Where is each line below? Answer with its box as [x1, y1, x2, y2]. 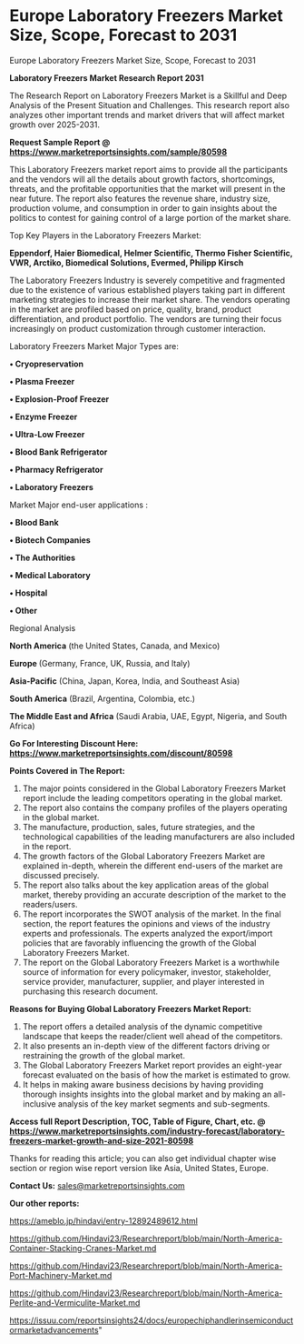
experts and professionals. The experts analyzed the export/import [22, 928, 273, 938]
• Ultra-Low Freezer [9, 428, 85, 439]
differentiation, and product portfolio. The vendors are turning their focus [9, 313, 282, 324]
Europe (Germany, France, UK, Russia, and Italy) [9, 657, 191, 668]
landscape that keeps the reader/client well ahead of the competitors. [22, 1030, 283, 1041]
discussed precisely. [22, 869, 100, 880]
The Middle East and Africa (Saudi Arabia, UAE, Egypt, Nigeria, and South [9, 710, 288, 721]
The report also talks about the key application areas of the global [22, 879, 270, 890]
